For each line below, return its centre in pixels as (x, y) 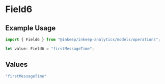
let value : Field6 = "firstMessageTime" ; (50, 49)
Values (17, 65)
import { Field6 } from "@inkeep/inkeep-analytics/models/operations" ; (83, 39)
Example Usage (31, 28)
